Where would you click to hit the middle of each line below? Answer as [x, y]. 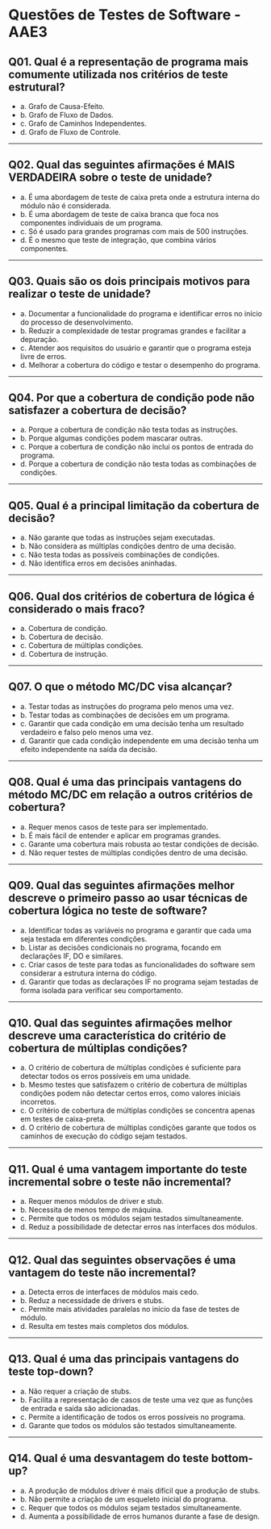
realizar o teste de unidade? [80, 294]
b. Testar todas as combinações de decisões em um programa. [125, 715]
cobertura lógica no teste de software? [108, 911]
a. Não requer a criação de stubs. [75, 1391]
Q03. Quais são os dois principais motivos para [129, 281]
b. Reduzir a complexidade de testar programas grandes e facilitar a [133, 330]
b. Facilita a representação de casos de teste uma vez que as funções [136, 1399]
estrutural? [37, 87]
